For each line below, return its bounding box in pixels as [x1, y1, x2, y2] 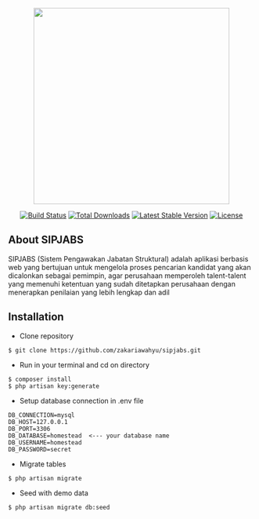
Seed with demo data [19, 488, 88, 498]
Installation [8, 310, 64, 323]
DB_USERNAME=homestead [8, 438, 82, 447]
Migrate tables [19, 459, 67, 469]
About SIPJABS [8, 233, 84, 247]
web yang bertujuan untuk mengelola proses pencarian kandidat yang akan [8, 262, 252, 272]
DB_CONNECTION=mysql [8, 411, 76, 419]
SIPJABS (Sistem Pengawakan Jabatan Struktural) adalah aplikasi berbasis [8, 254, 249, 263]
